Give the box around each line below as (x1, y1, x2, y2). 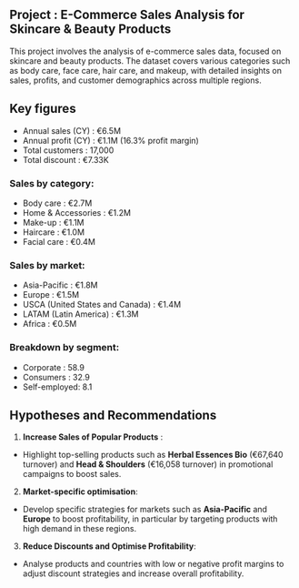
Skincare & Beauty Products (9, 22, 172, 37)
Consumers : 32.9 (22, 371, 91, 382)
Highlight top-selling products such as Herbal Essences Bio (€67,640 (22, 450, 284, 461)
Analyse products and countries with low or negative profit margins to (22, 559, 284, 570)
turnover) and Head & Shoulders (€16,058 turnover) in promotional (22, 459, 274, 470)
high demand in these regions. (22, 523, 137, 534)
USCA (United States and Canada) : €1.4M (22, 299, 182, 310)
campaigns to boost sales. (22, 469, 122, 480)
